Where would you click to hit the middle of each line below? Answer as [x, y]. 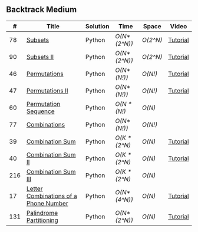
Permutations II [47, 91]
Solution [97, 26]
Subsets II [40, 57]
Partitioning [42, 220]
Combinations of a [52, 195]
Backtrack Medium [42, 10]
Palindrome [42, 213]
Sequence [40, 111]
